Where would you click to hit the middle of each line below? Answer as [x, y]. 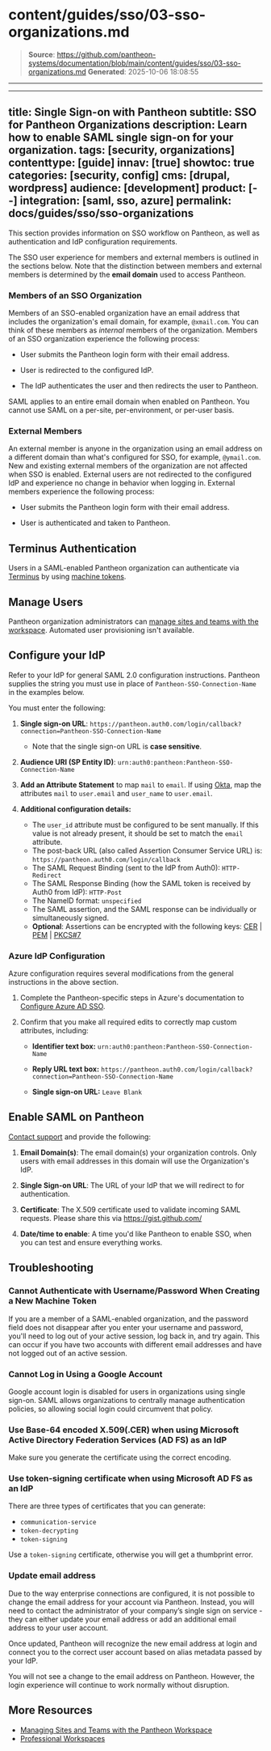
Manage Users [46, 602]
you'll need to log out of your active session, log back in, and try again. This [134, 1336]
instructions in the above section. [64, 982]
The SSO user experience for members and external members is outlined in [134, 257]
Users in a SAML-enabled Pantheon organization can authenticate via [124, 568]
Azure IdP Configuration [57, 956]
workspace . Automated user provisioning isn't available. [102, 630]
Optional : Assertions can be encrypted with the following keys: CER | [147, 926]
